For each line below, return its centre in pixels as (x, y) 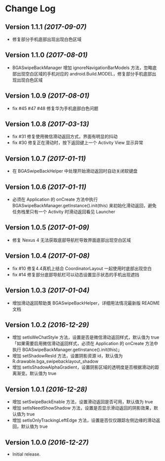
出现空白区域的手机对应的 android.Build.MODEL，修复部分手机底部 (84, 74)
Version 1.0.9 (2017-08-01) (47, 96)
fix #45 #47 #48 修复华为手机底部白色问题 (55, 108)
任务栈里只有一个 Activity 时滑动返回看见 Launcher (64, 212)
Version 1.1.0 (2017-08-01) (46, 55)
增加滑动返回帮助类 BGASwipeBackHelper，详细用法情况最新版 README (86, 303)
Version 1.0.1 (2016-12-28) (46, 389)
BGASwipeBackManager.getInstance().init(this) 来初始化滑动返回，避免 (84, 206)
